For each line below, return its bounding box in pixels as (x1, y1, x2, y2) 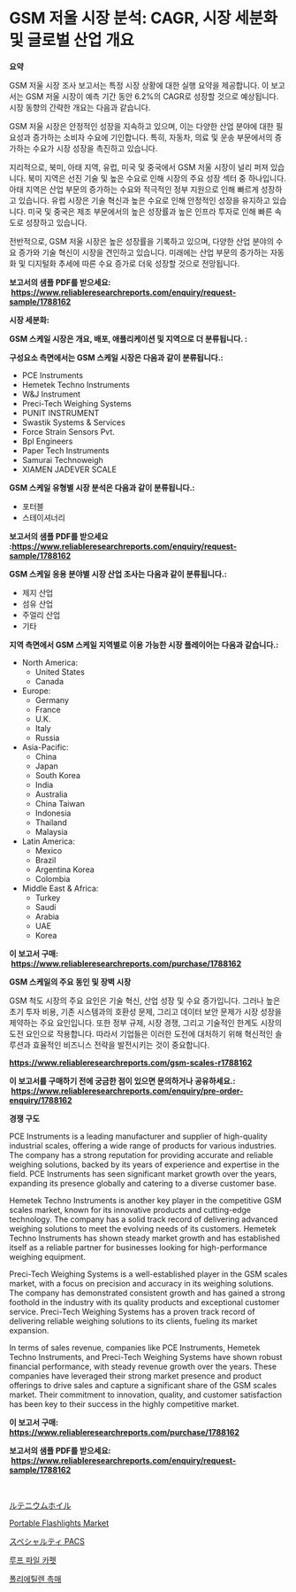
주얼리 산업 (21, 609, 61, 620)
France (34, 704, 62, 715)
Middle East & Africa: (21, 883, 99, 893)
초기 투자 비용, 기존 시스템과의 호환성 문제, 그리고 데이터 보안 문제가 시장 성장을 (9, 1006, 283, 1016)
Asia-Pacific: (21, 741, 69, 753)
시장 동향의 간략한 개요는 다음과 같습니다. (9, 102, 151, 112)
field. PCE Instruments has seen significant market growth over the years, (9, 1168, 277, 1179)
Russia (34, 732, 60, 743)
